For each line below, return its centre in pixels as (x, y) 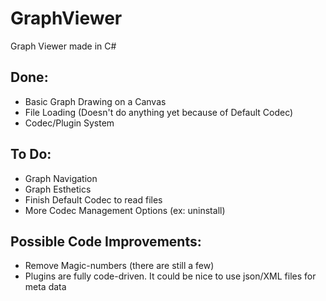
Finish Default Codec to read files (93, 199)
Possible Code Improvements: (106, 241)
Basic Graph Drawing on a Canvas (95, 101)
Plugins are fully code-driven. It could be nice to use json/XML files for (170, 276)
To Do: (31, 154)
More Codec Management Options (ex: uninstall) (125, 210)
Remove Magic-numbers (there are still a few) (119, 266)
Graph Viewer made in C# (63, 46)
